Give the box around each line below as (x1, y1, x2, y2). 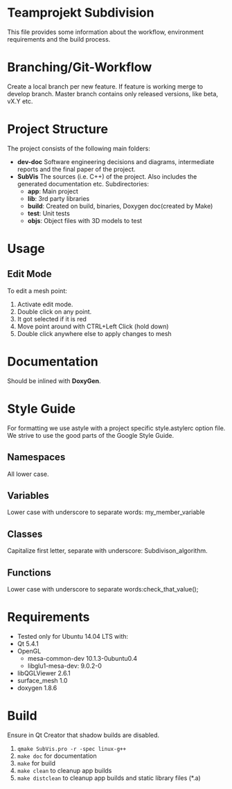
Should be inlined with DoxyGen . (7, 376, 102, 385)
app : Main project (27, 187, 78, 195)
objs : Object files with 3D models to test (27, 216, 143, 224)
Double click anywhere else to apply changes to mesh (17, 329, 172, 337)
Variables (7, 490, 50, 502)
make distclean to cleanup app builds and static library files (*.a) (17, 774, 201, 782)
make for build (17, 759, 55, 767)
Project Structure (7, 121, 109, 137)
